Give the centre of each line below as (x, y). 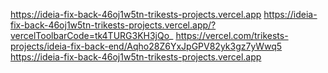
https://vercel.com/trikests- (232, 35)
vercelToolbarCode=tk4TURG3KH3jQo (90, 35)
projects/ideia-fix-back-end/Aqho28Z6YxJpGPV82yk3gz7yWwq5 (146, 46)
